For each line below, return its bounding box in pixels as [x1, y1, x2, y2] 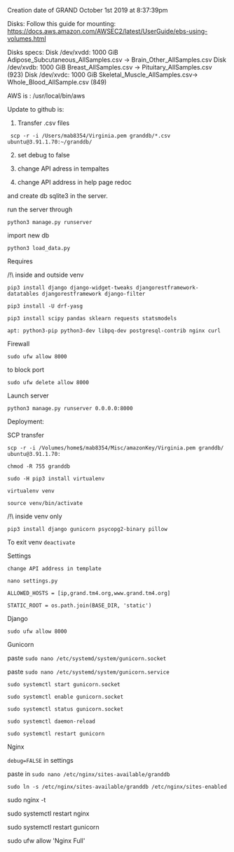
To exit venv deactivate [7, 538, 76, 546]
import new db [7, 231, 50, 240]
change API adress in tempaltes [17, 164, 110, 173]
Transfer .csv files [17, 119, 70, 127]
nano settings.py [7, 577, 58, 584]
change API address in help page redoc [17, 178, 132, 186]
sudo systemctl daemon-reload [7, 718, 96, 725]
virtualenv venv [7, 487, 55, 494]
